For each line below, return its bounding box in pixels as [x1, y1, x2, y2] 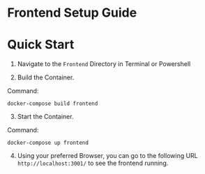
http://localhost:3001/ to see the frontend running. [17, 159, 169, 168]
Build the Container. [17, 73, 75, 81]
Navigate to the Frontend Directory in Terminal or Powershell [17, 60, 191, 68]
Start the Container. [17, 113, 74, 121]
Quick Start [7, 37, 75, 53]
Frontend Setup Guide [7, 5, 137, 21]
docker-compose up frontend [7, 139, 89, 147]
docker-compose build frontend [7, 100, 98, 107]
